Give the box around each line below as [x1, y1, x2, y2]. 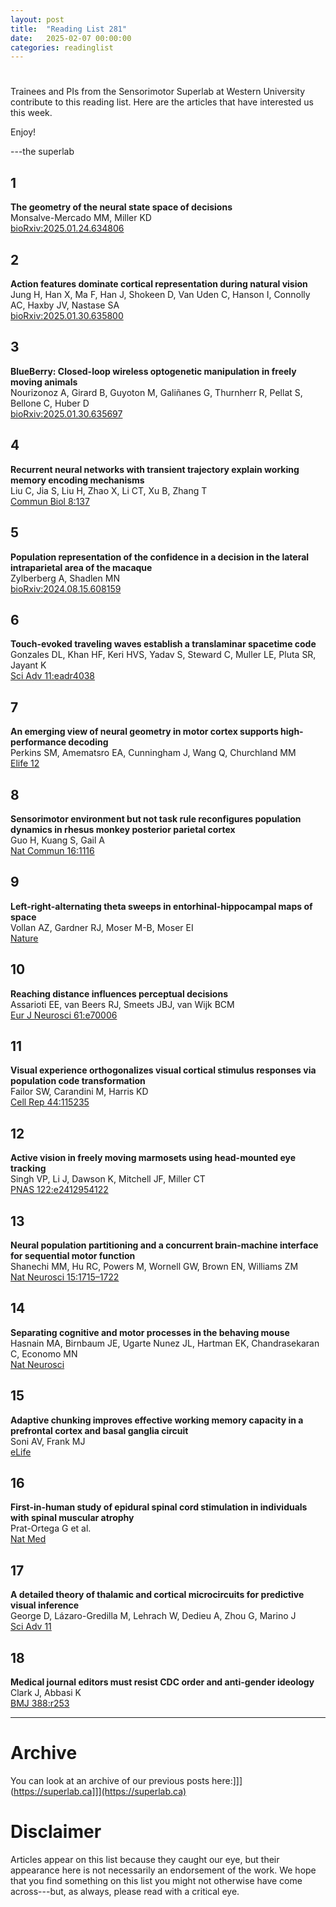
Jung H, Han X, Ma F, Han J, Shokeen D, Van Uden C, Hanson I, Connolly [10, 289, 311, 301]
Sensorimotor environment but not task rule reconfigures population [10, 812, 302, 825]
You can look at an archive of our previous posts [10, 1775, 210, 1786]
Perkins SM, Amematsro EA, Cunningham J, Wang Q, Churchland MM [10, 747, 297, 759]
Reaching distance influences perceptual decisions [10, 987, 229, 1000]
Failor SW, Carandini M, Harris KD [10, 1086, 149, 1098]
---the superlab [10, 146, 75, 158]
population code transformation [10, 1075, 146, 1087]
